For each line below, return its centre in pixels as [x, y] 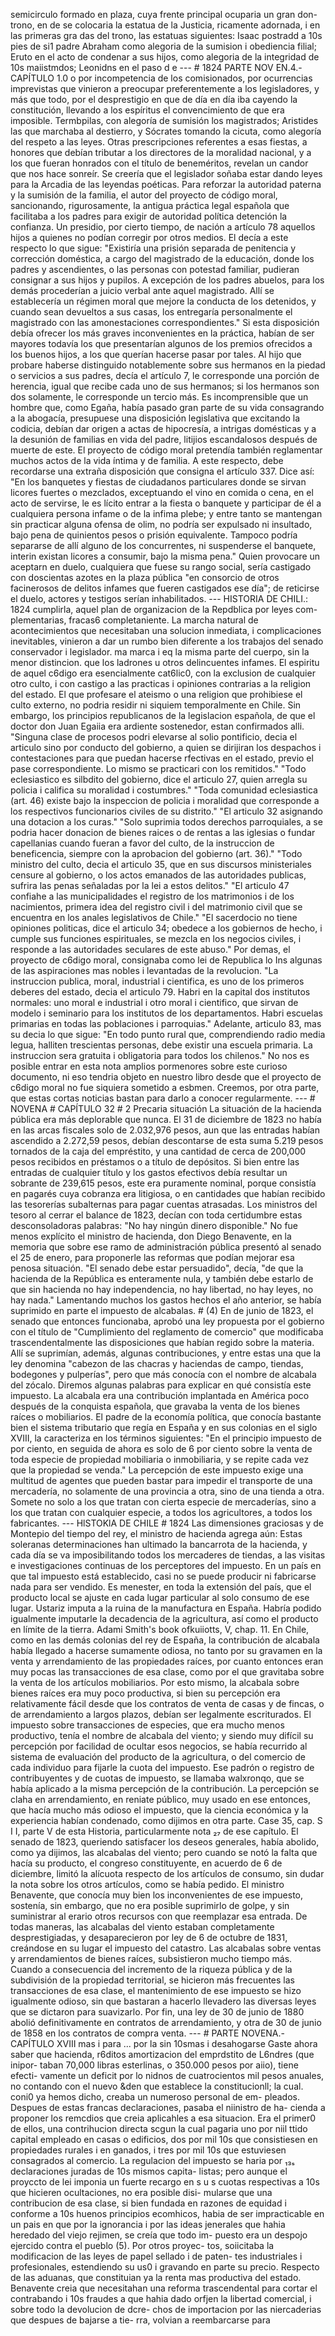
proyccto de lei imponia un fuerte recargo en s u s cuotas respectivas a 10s [165, 2182]
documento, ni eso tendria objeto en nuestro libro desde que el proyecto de [166, 1077]
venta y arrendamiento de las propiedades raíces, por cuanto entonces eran [167, 1661]
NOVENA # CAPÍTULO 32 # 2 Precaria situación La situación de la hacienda [166, 1108]
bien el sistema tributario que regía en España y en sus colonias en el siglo [164, 1427]
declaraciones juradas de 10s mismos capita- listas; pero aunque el [149, 2171]
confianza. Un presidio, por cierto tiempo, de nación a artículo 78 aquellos [163, 227]
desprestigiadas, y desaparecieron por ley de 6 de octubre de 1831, [149, 1937]
